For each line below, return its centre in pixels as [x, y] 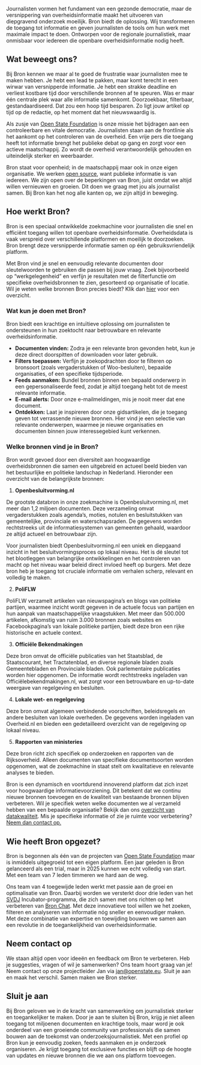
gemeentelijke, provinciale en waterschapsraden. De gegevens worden [94, 521]
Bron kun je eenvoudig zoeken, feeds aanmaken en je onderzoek [86, 1042]
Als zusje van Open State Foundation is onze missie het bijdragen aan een [97, 124]
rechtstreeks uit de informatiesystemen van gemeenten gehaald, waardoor [98, 528]
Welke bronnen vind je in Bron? [52, 447]
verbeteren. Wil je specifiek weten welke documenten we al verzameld [94, 803]
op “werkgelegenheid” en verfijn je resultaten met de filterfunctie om [91, 276]
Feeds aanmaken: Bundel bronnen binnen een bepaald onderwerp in [100, 380]
